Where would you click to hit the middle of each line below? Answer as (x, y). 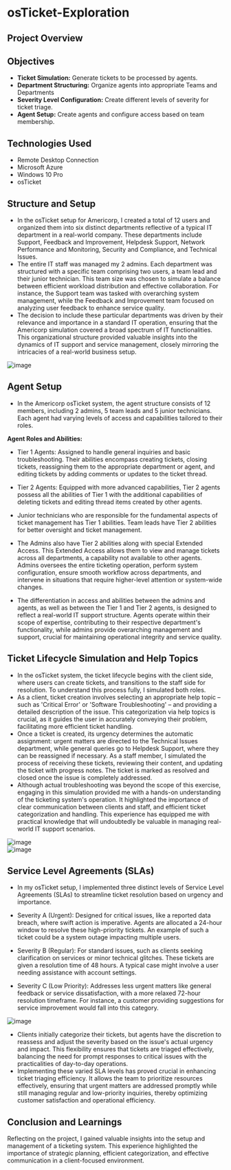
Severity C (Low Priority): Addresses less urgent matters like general (114, 986)
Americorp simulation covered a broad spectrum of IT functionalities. (115, 330)
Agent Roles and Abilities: (45, 438)
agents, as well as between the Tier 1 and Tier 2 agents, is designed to (117, 608)
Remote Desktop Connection (58, 160)
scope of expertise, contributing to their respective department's (109, 622)
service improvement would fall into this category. (88, 1008)
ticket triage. (35, 107)
